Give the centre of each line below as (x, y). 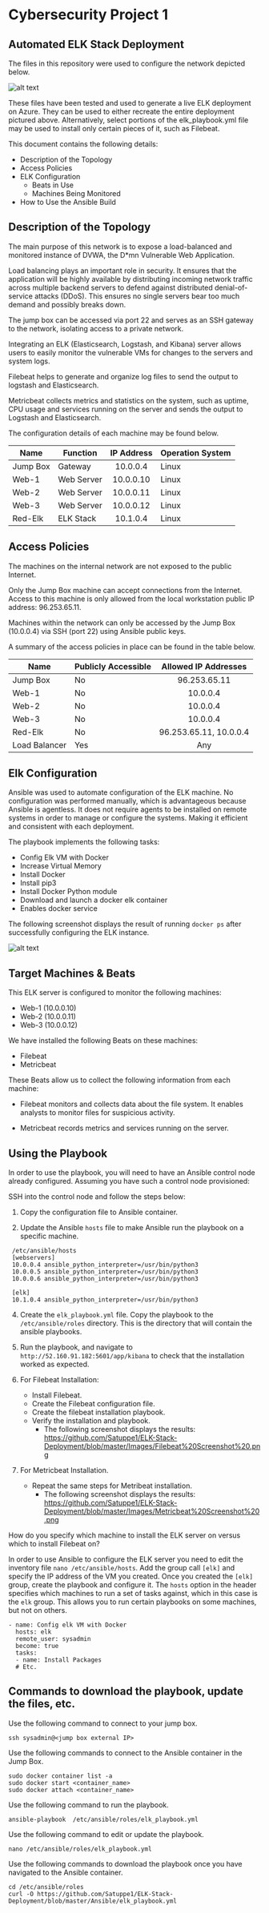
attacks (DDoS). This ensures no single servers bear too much (137, 296)
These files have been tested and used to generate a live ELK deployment (130, 103)
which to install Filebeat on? (54, 1544)
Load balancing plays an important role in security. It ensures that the (122, 271)
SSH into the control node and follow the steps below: (97, 1197)
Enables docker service (58, 908)
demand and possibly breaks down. (67, 304)
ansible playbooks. (51, 1332)
